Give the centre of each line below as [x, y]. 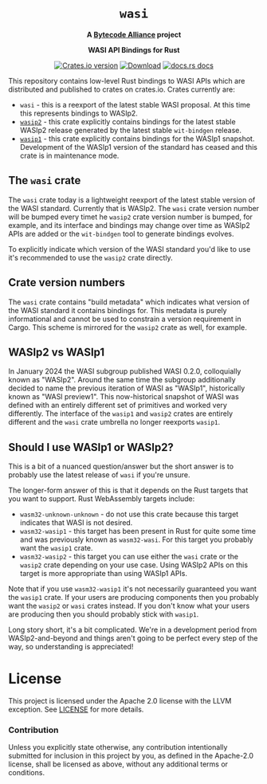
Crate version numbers [67, 282]
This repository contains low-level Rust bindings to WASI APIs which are [127, 80]
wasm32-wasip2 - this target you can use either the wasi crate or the [129, 557]
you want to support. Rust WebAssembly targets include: [102, 499]
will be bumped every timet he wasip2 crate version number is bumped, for [131, 217]
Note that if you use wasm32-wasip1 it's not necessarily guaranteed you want [132, 589]
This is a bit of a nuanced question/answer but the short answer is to [121, 466]
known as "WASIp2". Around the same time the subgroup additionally [122, 380]
